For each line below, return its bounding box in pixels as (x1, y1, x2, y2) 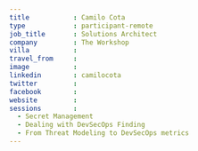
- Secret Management (17, 112, 94, 121)
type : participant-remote (9, 21, 153, 30)
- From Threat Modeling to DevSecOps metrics (17, 129, 190, 138)
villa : (9, 46, 78, 55)
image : (9, 63, 78, 72)
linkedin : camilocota (9, 71, 122, 80)
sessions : (9, 104, 78, 113)
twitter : (9, 79, 78, 88)
